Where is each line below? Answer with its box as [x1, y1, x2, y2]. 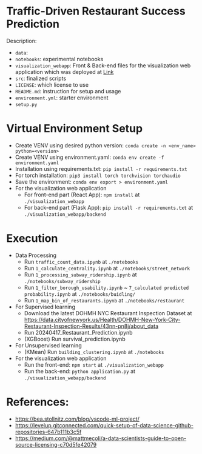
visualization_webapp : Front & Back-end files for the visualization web [15, 62, 191, 69]
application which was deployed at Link [15, 68, 114, 75]
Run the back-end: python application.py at [24, 367, 135, 375]
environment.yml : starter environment [15, 94, 109, 101]
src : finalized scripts [15, 75, 67, 82]
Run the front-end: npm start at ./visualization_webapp [24, 361, 164, 368]
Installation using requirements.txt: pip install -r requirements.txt [15, 165, 187, 172]
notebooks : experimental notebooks [15, 55, 104, 62]
